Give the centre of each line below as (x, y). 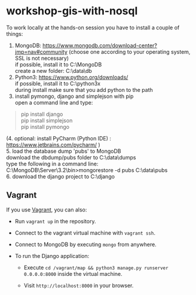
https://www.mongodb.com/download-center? (100, 45)
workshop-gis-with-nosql (72, 11)
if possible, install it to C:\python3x (57, 83)
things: (15, 33)
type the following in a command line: (52, 164)
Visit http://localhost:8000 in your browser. (79, 285)
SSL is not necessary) (42, 58)
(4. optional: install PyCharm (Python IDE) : (59, 138)
